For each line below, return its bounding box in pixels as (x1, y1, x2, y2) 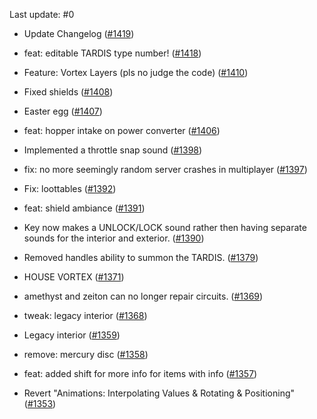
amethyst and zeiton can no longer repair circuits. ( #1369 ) (23, 290, 264, 302)
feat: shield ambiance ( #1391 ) (23, 202, 146, 214)
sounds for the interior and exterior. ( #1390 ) (23, 232, 205, 244)
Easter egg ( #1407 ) (23, 105, 103, 117)
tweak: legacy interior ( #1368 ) (23, 310, 148, 321)
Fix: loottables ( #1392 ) (23, 183, 117, 194)
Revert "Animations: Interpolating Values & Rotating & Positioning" (23, 387, 296, 399)
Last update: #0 (9, 9, 75, 20)
